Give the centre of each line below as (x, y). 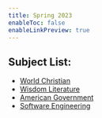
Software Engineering (55, 106)
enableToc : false (37, 23)
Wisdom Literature (50, 89)
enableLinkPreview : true (49, 30)
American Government (57, 98)
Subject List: (40, 62)
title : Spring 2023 (40, 15)
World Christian (45, 81)
